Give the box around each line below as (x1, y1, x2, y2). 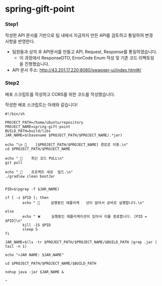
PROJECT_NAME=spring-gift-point (5, 124, 70, 129)
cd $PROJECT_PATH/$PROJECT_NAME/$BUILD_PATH (5, 261, 97, 266)
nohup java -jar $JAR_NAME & (5, 269, 64, 274)
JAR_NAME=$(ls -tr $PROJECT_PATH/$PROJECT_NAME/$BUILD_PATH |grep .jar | (5, 240, 158, 245)
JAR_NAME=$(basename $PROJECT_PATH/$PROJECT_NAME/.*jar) (5, 133, 123, 137)
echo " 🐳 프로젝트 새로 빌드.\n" (5, 170, 73, 174)
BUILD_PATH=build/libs (5, 128, 51, 133)
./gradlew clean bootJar (5, 174, 55, 179)
